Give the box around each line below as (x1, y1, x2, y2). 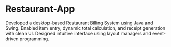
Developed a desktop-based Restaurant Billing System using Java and (5, 20, 153, 26)
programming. (19, 36, 50, 42)
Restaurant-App (5, 3, 75, 15)
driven (5, 36, 19, 42)
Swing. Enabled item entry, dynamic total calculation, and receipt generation (5, 25, 166, 31)
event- (152, 30, 166, 36)
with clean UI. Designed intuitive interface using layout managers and (5, 30, 152, 36)
